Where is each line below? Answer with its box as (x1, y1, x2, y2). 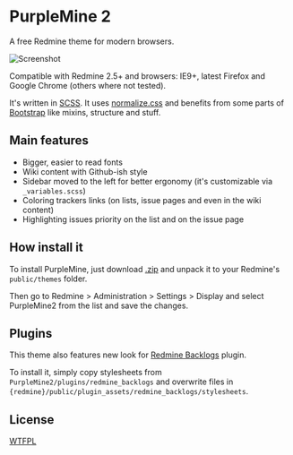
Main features (9, 133, 90, 149)
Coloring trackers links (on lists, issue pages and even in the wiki (22, 194, 262, 205)
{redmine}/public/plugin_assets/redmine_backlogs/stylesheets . (9, 386, 249, 397)
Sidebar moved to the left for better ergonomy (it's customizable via (22, 176, 273, 186)
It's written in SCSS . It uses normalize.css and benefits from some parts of (9, 97, 285, 108)
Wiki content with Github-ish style (22, 166, 148, 176)
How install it (9, 240, 83, 255)
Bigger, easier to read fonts (22, 157, 124, 167)
